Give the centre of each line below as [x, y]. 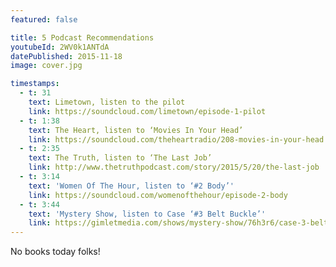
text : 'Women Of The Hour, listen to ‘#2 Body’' [131, 186]
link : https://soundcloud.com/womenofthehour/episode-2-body [158, 195]
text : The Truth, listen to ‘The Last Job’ [120, 158]
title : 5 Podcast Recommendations [82, 37]
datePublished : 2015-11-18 [66, 56]
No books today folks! [55, 252]
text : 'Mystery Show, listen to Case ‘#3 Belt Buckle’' [147, 214]
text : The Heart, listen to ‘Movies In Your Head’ [136, 130]
